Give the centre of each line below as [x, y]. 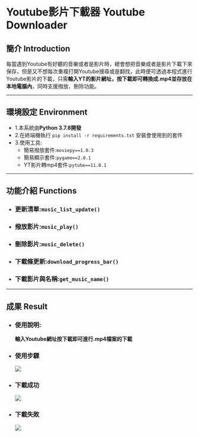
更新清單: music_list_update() [57, 210]
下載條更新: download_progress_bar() [67, 261]
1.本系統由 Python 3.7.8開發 [48, 128]
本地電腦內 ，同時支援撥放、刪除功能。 [53, 86]
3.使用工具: [28, 142]
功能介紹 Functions [41, 191]
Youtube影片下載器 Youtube [76, 12]
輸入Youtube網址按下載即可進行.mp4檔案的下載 [73, 338]
